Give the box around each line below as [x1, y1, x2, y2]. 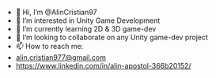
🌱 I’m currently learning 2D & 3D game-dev [15, 24, 157, 33]
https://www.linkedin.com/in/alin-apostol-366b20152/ [15, 61, 191, 70]
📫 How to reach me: [15, 42, 84, 50]
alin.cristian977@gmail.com [15, 53, 107, 62]
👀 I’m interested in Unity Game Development [15, 16, 161, 25]
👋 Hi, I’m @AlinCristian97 [15, 8, 97, 17]
